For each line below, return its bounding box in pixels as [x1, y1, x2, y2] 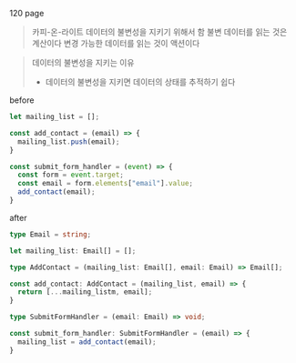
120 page [9, 8, 45, 18]
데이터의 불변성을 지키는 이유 [31, 57, 135, 67]
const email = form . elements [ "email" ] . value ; [17, 179, 194, 188]
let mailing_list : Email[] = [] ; [9, 246, 137, 256]
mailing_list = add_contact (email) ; [17, 337, 157, 347]
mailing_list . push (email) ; [17, 136, 120, 146]
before [9, 95, 35, 106]
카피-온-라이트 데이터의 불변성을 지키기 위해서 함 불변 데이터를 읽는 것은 [31, 26, 288, 37]
